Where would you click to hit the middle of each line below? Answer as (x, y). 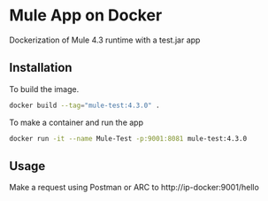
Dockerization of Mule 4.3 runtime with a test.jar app (105, 40)
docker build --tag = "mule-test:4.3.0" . (85, 105)
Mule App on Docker (86, 15)
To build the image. (44, 89)
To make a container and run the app (77, 122)
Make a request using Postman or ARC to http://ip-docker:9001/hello (134, 188)
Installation (41, 68)
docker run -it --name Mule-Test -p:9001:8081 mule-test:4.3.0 (128, 138)
